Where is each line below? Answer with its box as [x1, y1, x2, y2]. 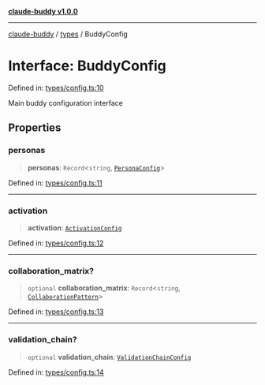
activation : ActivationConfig [27, 222, 122, 232]
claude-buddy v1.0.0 [8, 7, 79, 16]
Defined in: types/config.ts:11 [8, 178, 103, 188]
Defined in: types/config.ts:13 [8, 307, 104, 316]
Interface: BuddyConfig [8, 57, 167, 75]
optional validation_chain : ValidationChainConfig [27, 352, 192, 361]
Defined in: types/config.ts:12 [8, 238, 104, 248]
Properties [8, 121, 62, 135]
